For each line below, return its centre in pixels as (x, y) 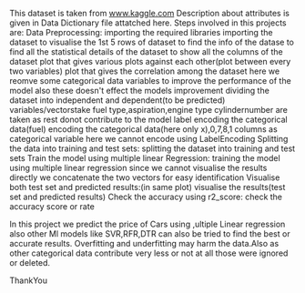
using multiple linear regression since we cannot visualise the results (138, 168)
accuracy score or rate (52, 207)
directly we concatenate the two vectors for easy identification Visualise (145, 177)
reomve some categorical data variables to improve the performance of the (150, 81)
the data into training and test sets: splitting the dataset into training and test (152, 148)
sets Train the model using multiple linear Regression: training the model (145, 158)
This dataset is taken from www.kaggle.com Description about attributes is (149, 13)
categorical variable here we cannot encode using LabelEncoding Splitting (149, 139)
